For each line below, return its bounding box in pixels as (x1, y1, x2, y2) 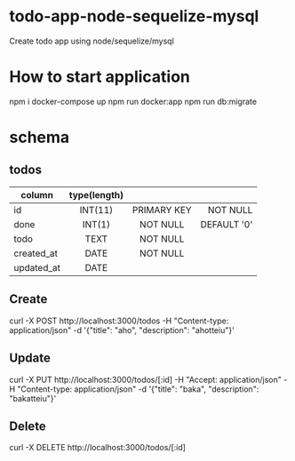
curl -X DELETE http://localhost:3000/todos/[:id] (9, 442, 187, 453)
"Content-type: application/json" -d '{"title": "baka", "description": (17, 384, 259, 394)
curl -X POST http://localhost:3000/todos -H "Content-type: (9, 315, 229, 326)
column (20, 188, 53, 201)
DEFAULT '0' (200, 218, 253, 230)
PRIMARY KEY (132, 203, 193, 216)
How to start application (9, 67, 191, 87)
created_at (13, 247, 59, 259)
